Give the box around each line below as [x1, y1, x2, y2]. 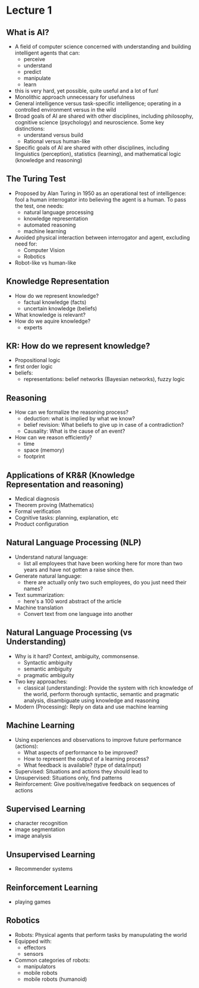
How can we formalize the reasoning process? [14, 408, 129, 416]
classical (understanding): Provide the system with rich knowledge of [23, 684, 194, 691]
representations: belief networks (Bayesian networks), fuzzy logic [23, 376, 185, 383]
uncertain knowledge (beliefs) [23, 304, 97, 312]
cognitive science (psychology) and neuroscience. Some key [14, 119, 165, 125]
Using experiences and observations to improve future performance [14, 736, 182, 743]
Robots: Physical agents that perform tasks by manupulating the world [14, 931, 187, 938]
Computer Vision [23, 246, 65, 253]
